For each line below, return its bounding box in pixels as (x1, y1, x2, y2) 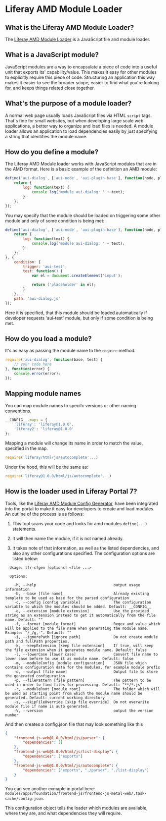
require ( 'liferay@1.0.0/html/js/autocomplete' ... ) (5, 473, 112, 479)
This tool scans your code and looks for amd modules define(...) (12, 520, 147, 526)
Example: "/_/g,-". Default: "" (5, 630, 72, 635)
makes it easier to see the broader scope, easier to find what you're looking (5, 79, 159, 85)
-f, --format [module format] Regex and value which (14, 621, 161, 626)
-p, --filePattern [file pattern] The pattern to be (14, 678, 152, 683)
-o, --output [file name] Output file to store (14, 669, 158, 674)
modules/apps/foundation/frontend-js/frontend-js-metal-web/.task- (5, 791, 147, 796)
